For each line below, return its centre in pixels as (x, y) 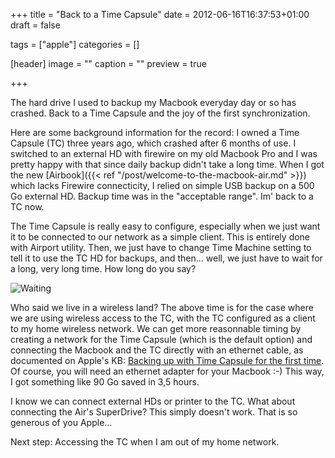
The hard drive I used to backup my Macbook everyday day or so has (153, 102)
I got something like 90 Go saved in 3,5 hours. (105, 382)
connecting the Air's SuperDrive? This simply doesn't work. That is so (154, 412)
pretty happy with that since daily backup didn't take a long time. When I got (167, 164)
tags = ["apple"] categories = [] (75, 44)
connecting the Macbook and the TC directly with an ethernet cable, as (157, 350)
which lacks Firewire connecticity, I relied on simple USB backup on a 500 (162, 185)
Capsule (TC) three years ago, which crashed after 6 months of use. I (153, 143)
